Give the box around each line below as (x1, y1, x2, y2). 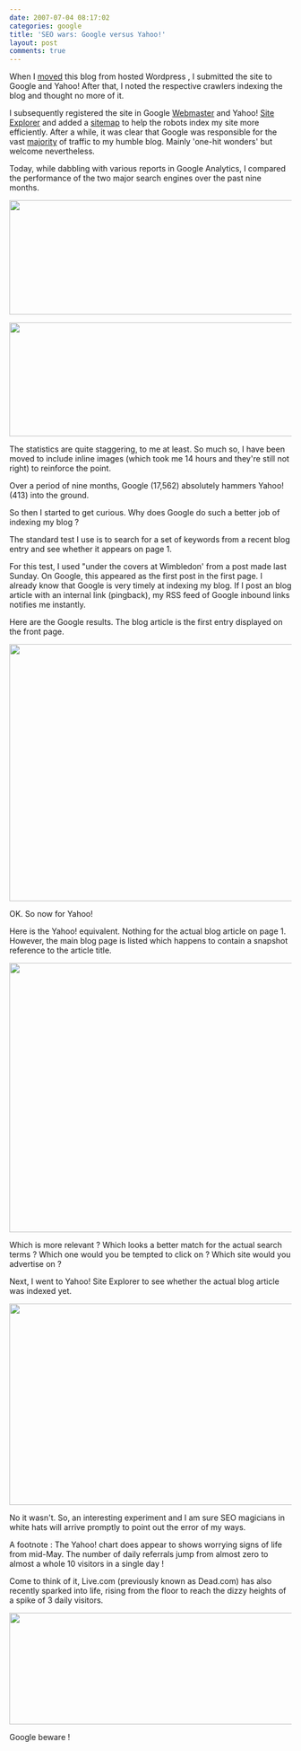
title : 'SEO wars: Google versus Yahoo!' (9, 30, 167, 39)
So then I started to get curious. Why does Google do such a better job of (9, 507, 280, 518)
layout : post (9, 38, 58, 48)
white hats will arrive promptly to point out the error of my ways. (9, 1522, 246, 1533)
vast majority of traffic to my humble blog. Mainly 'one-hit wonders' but (9, 136, 273, 147)
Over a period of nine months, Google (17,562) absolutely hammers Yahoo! (9, 480, 284, 491)
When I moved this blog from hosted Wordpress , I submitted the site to (9, 71, 273, 82)
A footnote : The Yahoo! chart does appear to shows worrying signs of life (9, 1539, 282, 1550)
